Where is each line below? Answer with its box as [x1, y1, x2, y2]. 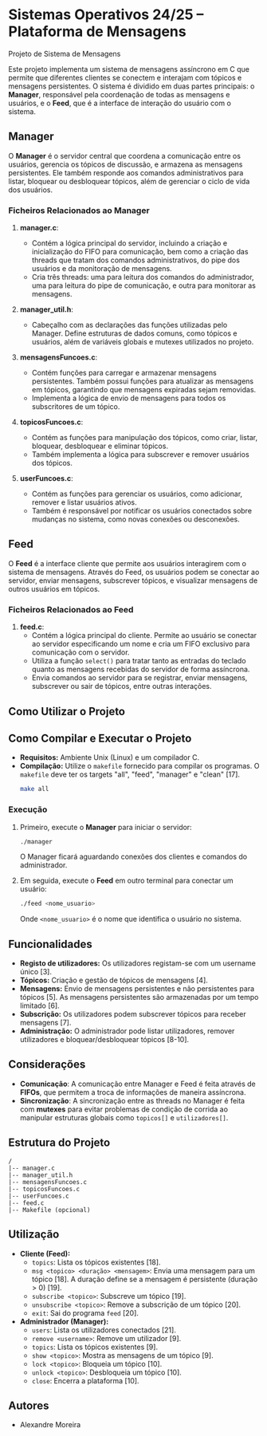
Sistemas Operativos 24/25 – [8, 6, 204, 24]
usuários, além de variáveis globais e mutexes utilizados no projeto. [31, 337, 254, 347]
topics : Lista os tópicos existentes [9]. [31, 1342, 158, 1351]
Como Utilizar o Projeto [8, 704, 126, 718]
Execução [8, 804, 48, 815]
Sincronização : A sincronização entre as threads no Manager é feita [19, 1096, 245, 1105]
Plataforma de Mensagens [8, 22, 187, 41]
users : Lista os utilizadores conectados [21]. [31, 1325, 177, 1335]
